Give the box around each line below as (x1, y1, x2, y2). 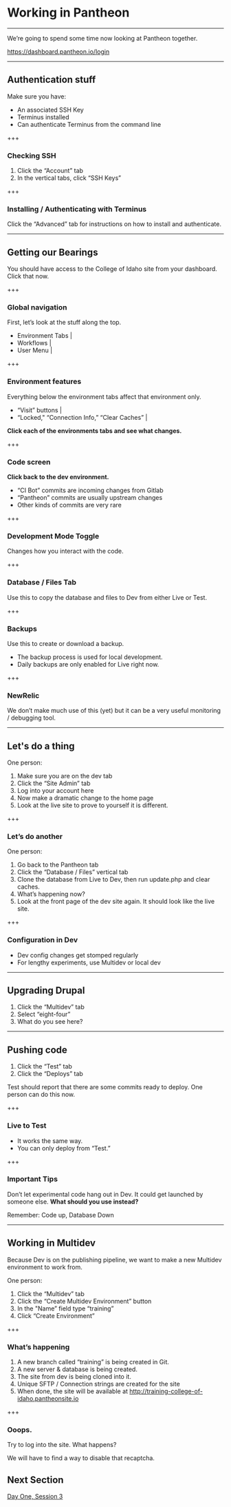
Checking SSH (7, 150, 56, 160)
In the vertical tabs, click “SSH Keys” (16, 174, 122, 182)
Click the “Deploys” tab (16, 1070, 84, 1078)
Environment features (7, 377, 82, 387)
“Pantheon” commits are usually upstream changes (16, 494, 163, 502)
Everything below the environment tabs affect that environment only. (7, 392, 201, 401)
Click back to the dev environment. (7, 473, 109, 481)
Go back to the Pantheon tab (16, 860, 99, 869)
